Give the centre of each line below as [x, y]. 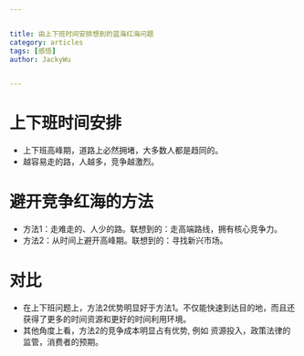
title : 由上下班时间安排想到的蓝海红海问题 [82, 34]
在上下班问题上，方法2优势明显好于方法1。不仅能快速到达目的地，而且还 [159, 308]
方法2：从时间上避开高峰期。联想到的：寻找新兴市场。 [125, 241]
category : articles [47, 42]
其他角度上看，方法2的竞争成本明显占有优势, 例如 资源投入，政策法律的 [157, 330]
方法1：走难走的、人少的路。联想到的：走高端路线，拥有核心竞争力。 [152, 229]
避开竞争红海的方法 [82, 202]
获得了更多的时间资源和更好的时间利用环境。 [107, 319]
